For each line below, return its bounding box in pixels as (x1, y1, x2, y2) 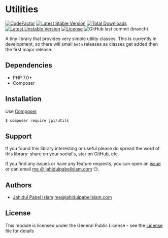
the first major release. (5, 46, 53, 52)
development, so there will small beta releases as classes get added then (5, 41, 158, 47)
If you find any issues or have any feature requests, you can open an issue (5, 161, 161, 167)
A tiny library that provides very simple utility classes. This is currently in (5, 36, 157, 42)
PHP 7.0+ (12, 75, 32, 81)
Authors (5, 181, 32, 189)
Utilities (5, 4, 39, 15)
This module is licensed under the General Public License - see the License (5, 222, 163, 228)
